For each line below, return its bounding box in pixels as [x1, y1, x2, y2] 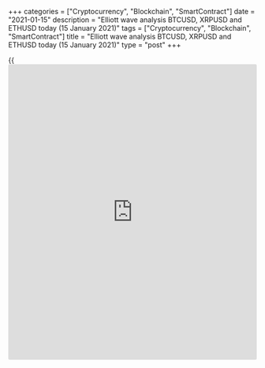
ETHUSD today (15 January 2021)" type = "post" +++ [8, 40, 181, 50]
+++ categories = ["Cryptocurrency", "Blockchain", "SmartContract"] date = [8, 7, 256, 16]
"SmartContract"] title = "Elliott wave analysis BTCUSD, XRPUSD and [8, 32, 232, 41]
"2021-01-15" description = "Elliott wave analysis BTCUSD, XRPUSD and [8, 15, 242, 24]
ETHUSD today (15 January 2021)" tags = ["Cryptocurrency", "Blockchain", [8, 24, 252, 32]
